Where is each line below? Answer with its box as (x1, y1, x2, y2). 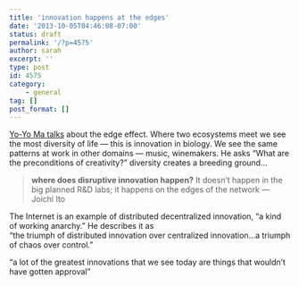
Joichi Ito (30, 194, 65, 205)
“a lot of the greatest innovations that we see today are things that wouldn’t (9, 257, 286, 268)
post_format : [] (9, 105, 70, 114)
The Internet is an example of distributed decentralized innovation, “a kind (9, 211, 282, 222)
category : (9, 80, 46, 88)
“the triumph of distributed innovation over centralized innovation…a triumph (9, 230, 291, 241)
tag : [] (9, 96, 38, 105)
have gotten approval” (9, 266, 91, 277)
